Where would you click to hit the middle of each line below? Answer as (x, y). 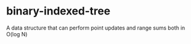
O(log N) (17, 34)
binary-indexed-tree (58, 11)
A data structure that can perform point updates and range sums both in (96, 28)
